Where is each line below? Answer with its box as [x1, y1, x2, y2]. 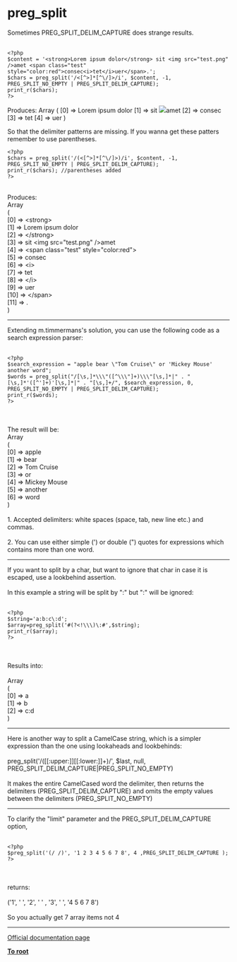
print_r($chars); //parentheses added [7, 167, 121, 174]
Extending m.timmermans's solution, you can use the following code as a [7, 326, 220, 334]
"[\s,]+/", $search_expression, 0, [89, 379, 194, 386]
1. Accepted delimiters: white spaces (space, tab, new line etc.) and [7, 515, 204, 523]
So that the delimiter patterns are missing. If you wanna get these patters [7, 127, 219, 136]
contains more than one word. [7, 545, 95, 554]
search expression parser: [7, 333, 83, 342]
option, [7, 821, 28, 831]
